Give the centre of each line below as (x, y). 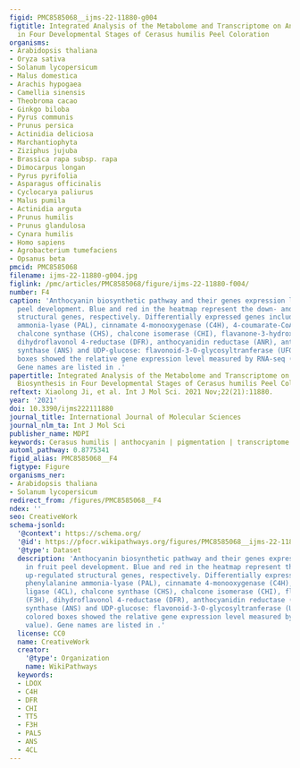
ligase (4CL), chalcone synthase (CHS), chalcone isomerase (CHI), (153, 592)
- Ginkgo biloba (39, 109)
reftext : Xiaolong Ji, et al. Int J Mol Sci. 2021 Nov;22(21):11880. (142, 392)
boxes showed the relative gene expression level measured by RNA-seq (151, 359)
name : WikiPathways (62, 667)
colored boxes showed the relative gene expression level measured (153, 617)
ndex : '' (25, 508)
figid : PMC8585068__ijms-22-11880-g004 (83, 17)
